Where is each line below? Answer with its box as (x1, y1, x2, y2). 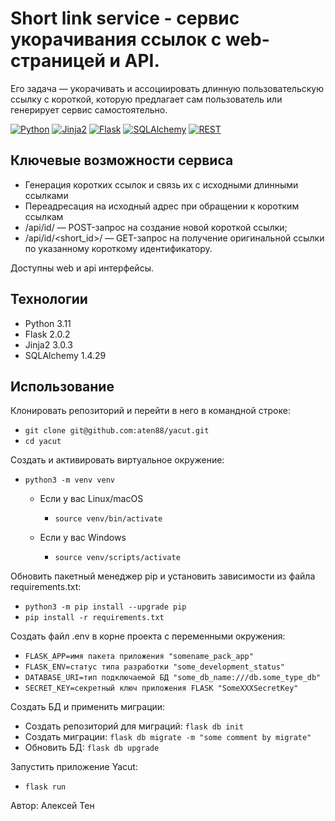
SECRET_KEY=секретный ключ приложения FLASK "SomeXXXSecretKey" (24, 683, 299, 694)
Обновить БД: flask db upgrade (24, 742, 160, 754)
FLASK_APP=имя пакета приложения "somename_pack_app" (24, 652, 254, 662)
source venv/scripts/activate (54, 553, 181, 563)
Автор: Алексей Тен (10, 800, 95, 812)
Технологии (10, 291, 88, 308)
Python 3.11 (24, 317, 72, 329)
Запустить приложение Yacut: (10, 761, 138, 773)
